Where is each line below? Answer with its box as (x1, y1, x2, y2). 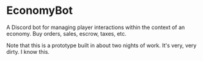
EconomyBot (6, 4, 73, 18)
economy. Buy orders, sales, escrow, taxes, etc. (6, 30, 127, 37)
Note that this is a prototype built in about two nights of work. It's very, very (6, 42, 197, 49)
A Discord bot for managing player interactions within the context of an (6, 24, 185, 31)
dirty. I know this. (6, 48, 50, 55)
